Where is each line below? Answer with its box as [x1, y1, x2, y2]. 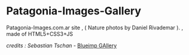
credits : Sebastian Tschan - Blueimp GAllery [6, 42, 117, 49]
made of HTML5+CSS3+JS [6, 30, 74, 37]
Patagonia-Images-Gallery [6, 4, 142, 18]
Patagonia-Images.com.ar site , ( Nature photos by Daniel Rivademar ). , [6, 24, 184, 31]
